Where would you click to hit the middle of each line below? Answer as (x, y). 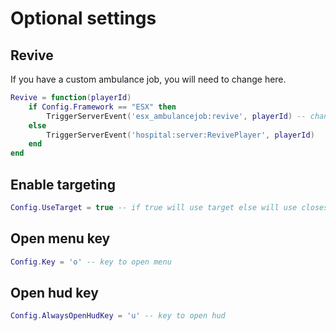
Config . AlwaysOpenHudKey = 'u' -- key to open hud (118, 316)
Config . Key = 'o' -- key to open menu (91, 262)
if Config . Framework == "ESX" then (102, 107)
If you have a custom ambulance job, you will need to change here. (148, 79)
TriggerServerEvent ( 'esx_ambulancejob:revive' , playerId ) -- (176, 116)
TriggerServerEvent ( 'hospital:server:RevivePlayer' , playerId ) (180, 135)
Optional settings (83, 18)
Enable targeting (63, 184)
